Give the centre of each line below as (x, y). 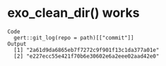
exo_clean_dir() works (73, 13)
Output (17, 44)
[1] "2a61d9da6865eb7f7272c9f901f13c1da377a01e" (87, 50)
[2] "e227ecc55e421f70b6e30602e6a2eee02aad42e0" (87, 56)
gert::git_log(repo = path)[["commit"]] (74, 38)
